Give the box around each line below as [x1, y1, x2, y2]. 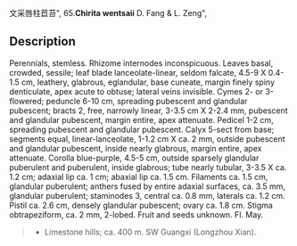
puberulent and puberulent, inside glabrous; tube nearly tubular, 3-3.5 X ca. [9, 161, 287, 172]
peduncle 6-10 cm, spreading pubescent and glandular [45, 95, 248, 106]
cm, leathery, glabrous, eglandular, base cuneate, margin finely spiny [21, 77, 275, 87]
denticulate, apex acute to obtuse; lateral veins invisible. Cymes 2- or [9, 86, 264, 96]
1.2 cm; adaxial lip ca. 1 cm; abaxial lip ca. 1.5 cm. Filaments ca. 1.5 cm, [9, 171, 268, 182]
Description [9, 34, 76, 49]
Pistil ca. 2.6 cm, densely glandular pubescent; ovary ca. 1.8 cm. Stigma [9, 200, 274, 210]
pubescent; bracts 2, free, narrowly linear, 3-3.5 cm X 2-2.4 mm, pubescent [9, 105, 288, 116]
